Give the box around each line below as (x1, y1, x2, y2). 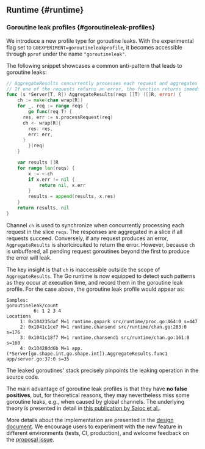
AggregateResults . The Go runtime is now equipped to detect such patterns (6, 272, 196, 280)
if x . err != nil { (28, 177, 75, 183)
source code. (6, 373, 40, 381)
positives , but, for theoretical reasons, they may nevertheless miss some (6, 391, 190, 399)
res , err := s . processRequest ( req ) (22, 114, 113, 120)
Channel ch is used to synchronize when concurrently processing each (6, 221, 185, 228)
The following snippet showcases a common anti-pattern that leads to (6, 62, 182, 69)
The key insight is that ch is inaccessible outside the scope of (6, 266, 160, 273)
